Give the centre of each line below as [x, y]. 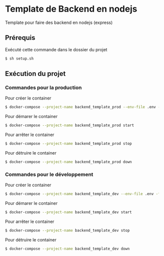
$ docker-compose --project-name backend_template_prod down [69, 162]
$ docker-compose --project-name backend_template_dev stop [68, 230]
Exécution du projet [35, 74]
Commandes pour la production [43, 87]
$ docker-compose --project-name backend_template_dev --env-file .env [79, 194]
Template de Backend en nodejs [71, 9]
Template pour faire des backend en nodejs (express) [59, 22]
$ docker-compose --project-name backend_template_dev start [69, 212]
